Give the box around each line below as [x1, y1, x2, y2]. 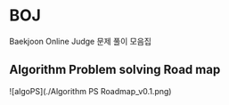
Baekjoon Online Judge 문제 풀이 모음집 [9, 36, 151, 46]
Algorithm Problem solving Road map [9, 62, 221, 77]
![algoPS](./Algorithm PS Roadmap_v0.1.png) [9, 85, 172, 96]
